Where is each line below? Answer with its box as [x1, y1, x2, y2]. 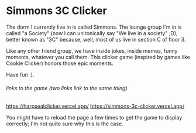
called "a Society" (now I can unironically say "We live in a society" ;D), [6, 29, 178, 36]
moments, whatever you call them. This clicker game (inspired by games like [6, 53, 191, 60]
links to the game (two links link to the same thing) [6, 84, 128, 91]
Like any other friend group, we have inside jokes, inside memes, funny [6, 47, 178, 54]
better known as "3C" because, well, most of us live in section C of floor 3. [6, 36, 186, 43]
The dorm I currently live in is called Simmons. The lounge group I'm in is [6, 23, 182, 30]
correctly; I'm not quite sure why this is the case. [6, 120, 124, 127]
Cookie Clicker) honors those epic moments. [6, 60, 114, 67]
